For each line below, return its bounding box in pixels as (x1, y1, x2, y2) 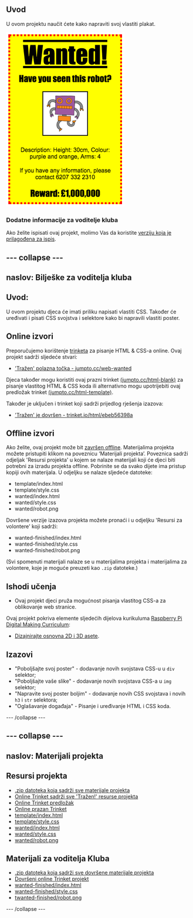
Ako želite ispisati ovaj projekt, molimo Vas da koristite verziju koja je (6, 229, 172, 236)
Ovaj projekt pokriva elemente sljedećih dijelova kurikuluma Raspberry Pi (6, 615, 182, 622)
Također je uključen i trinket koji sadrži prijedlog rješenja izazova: (6, 400, 164, 407)
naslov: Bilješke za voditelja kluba (6, 272, 132, 282)
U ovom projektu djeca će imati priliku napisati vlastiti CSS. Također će (6, 308, 177, 315)
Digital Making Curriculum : (6, 621, 70, 628)
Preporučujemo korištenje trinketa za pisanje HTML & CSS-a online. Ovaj (6, 347, 182, 354)
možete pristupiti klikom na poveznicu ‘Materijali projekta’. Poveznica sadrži (6, 450, 188, 458)
